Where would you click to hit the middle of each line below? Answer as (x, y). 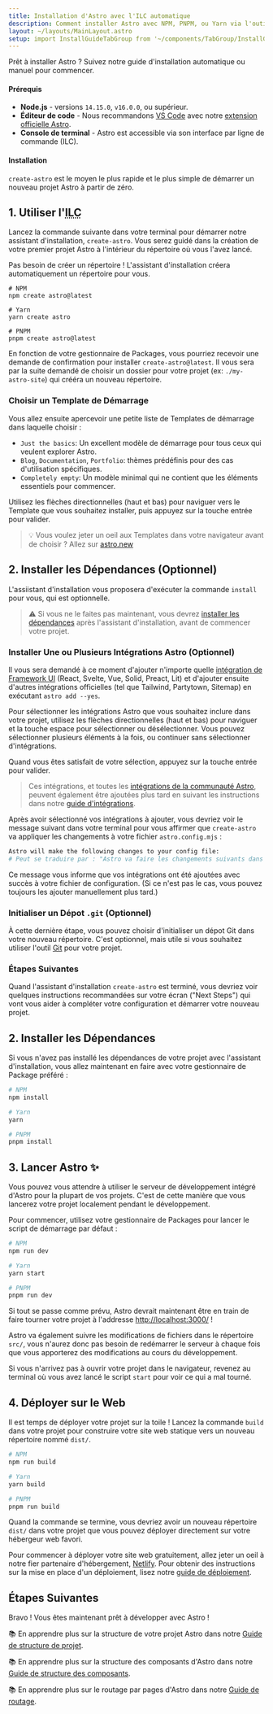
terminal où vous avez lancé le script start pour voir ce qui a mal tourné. (130, 1377)
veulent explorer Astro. (58, 451)
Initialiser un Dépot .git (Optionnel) (80, 913)
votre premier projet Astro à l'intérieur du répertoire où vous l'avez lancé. (130, 250)
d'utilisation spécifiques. (61, 469)
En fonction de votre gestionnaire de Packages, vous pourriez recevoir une (134, 354)
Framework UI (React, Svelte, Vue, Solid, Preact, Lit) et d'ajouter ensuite (129, 678)
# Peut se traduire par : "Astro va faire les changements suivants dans (136, 859)
